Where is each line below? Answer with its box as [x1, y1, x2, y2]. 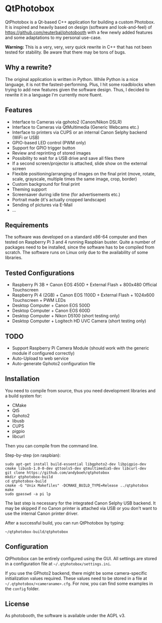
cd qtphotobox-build [5, 479, 47, 484]
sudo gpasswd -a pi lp [5, 491, 51, 496]
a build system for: [5, 393, 42, 399]
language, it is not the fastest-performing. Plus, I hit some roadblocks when [5, 81, 156, 87]
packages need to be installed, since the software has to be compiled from [5, 244, 155, 250]
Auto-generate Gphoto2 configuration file [12, 361, 96, 366]
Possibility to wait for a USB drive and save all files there [12, 155, 125, 161]
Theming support [12, 186, 47, 192]
